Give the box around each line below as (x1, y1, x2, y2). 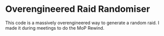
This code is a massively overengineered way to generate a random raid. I (5, 20, 159, 26)
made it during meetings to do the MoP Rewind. (5, 25, 105, 31)
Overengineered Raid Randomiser (5, 3, 150, 15)
